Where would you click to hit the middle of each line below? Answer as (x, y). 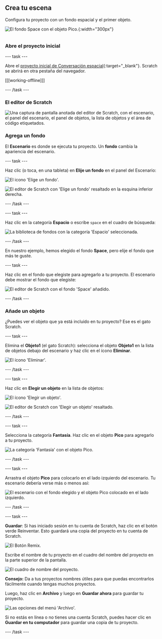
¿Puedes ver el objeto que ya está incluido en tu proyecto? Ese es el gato (78, 321)
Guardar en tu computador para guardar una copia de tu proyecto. (72, 622)
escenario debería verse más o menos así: (47, 483)
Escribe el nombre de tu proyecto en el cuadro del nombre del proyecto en (79, 555)
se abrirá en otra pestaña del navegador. (45, 71)
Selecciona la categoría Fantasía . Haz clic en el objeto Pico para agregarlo (80, 435)
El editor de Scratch (29, 102)
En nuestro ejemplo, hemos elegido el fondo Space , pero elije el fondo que (80, 250)
